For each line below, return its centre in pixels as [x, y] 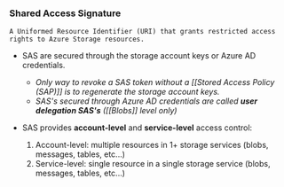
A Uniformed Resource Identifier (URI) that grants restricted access [142, 32]
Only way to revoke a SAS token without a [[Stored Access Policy [155, 82]
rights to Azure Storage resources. [77, 39]
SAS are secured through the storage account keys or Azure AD [139, 56]
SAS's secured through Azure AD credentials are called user [146, 101]
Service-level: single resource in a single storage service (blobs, [153, 164]
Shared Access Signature [65, 13]
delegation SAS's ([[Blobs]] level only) [106, 111]
